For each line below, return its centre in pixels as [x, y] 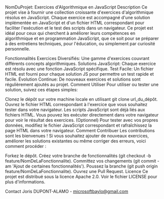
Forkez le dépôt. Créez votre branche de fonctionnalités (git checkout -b [78, 156]
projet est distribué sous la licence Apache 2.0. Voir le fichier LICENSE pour [81, 177]
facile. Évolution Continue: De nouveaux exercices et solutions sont [73, 79]
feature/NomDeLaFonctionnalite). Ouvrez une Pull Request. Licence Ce [77, 171]
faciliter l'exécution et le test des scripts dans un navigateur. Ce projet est [79, 28]
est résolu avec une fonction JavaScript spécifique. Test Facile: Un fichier [79, 69]
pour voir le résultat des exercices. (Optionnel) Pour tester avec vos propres [82, 120]
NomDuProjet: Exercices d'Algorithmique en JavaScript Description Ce [76, 7]
